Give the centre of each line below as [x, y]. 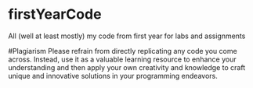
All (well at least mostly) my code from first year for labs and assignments [127, 36]
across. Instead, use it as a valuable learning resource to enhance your [122, 59]
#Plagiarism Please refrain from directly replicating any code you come [123, 51]
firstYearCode [55, 14]
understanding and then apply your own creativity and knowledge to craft [127, 67]
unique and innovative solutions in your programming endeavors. [113, 76]
